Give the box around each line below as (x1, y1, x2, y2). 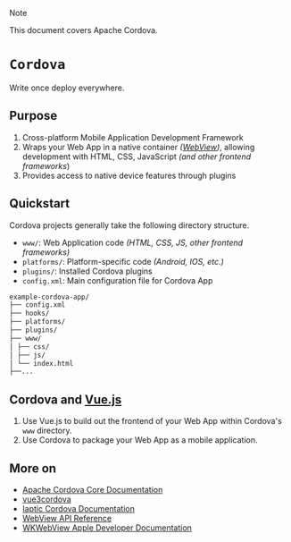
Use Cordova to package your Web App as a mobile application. (21, 435, 258, 445)
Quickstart (9, 196, 71, 211)
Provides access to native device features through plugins (21, 170, 237, 181)
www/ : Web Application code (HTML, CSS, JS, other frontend (21, 237, 244, 248)
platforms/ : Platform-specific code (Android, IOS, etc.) (21, 256, 225, 267)
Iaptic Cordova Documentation (21, 503, 136, 513)
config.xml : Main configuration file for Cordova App (21, 275, 213, 285)
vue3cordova (21, 494, 71, 504)
